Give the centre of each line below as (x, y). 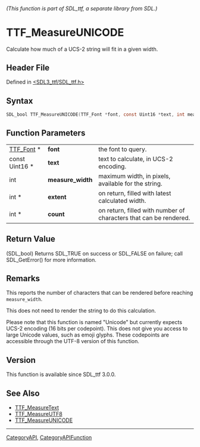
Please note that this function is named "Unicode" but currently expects (94, 322)
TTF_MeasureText (37, 408)
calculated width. (122, 201)
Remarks (23, 278)
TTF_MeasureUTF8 (38, 414)
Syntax (20, 101)
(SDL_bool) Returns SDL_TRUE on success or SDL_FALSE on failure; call (95, 253)
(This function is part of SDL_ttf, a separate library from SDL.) (82, 8)
